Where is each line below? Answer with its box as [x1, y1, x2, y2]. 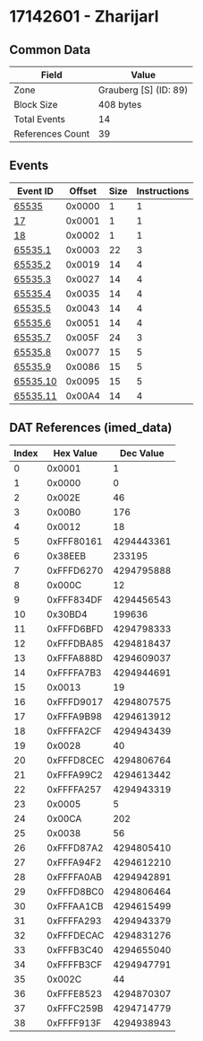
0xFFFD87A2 [47, 842, 105, 854]
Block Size [13, 99, 58, 110]
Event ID [17, 184, 54, 197]
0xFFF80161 [47, 534, 103, 547]
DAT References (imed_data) [9, 420, 173, 436]
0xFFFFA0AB [47, 870, 103, 883]
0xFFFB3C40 [47, 943, 104, 956]
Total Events [13, 113, 65, 125]
